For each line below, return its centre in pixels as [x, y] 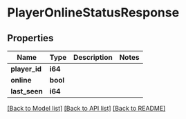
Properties [30, 38]
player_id [26, 69]
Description [93, 57]
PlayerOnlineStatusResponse [93, 13]
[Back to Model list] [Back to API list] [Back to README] [86, 108]
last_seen [27, 91]
